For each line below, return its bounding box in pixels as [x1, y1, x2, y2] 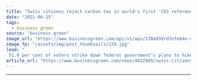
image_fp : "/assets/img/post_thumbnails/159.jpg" [6, 42, 130, 48]
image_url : [6, 36, 33, 42]
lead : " [6, 47, 25, 53]
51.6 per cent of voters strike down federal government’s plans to [8, 52, 180, 58]
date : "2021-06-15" [6, 14, 54, 20]
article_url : [6, 58, 38, 63]
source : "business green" [6, 31, 69, 36]
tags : [6, 19, 19, 25]
